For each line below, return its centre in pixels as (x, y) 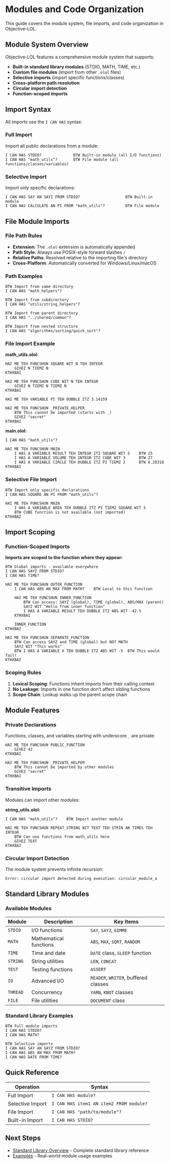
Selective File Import (31, 480)
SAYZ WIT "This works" (38, 647)
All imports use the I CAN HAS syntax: (44, 122)
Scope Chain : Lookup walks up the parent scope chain (70, 694)
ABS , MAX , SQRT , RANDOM (115, 942)
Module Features (32, 710)
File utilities (45, 1000)
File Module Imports (37, 221)
